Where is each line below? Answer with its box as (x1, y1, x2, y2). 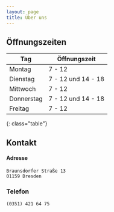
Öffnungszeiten (6, 37, 67, 47)
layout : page (6, 8, 39, 15)
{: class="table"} (6, 120, 48, 127)
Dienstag (9, 75, 35, 84)
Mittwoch (9, 85, 36, 93)
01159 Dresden (6, 173, 42, 179)
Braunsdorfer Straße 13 (6, 168, 66, 174)
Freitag (9, 104, 30, 113)
